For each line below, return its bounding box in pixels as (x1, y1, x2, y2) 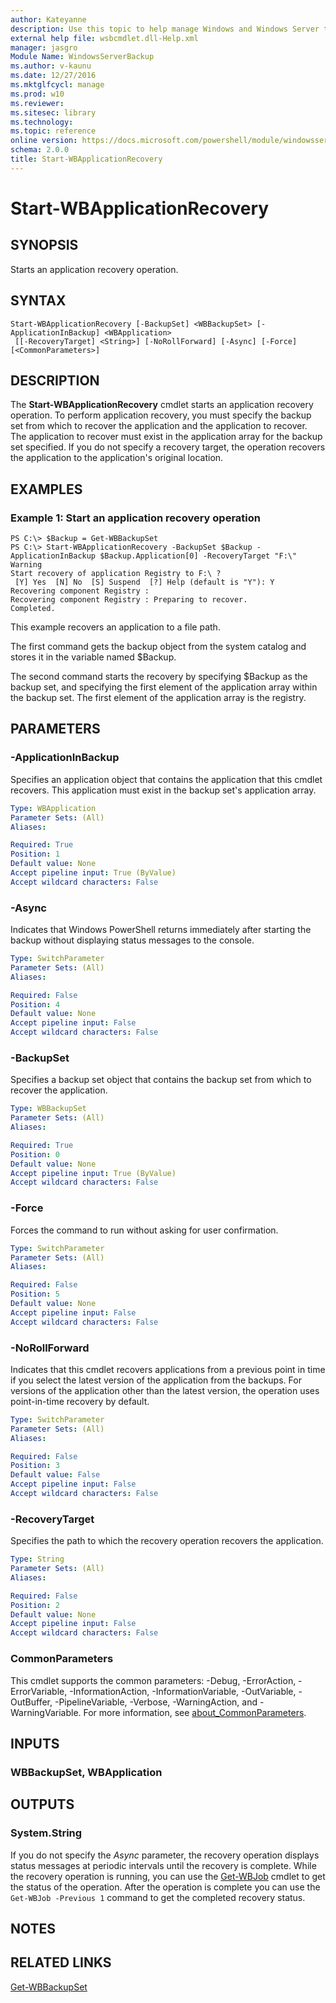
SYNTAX (10, 292, 67, 310)
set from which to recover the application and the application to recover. (10, 420, 308, 432)
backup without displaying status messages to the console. (10, 934, 255, 946)
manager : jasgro (10, 42, 78, 53)
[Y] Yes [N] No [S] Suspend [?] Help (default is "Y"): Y (14, 577, 275, 588)
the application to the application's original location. (10, 452, 224, 464)
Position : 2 (10, 1600, 60, 1610)
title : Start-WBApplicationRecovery (10, 154, 163, 164)
